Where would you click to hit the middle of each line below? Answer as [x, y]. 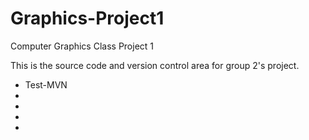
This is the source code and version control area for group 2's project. [155, 65]
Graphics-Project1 [87, 18]
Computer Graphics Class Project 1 [82, 46]
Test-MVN [46, 84]
